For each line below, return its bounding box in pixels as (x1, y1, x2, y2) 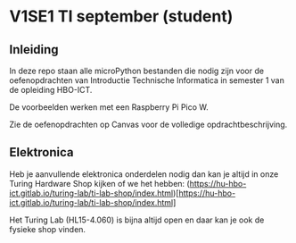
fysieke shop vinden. (9, 223, 86, 234)
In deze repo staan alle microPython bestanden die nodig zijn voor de (9, 65, 265, 76)
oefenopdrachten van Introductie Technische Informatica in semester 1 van (9, 75, 285, 86)
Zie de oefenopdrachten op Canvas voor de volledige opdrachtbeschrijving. (9, 119, 288, 130)
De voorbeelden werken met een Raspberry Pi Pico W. (9, 102, 210, 113)
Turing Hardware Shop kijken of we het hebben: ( (9, 178, 190, 189)
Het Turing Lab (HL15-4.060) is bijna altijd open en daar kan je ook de (9, 214, 265, 225)
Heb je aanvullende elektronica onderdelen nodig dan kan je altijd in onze (9, 168, 279, 180)
